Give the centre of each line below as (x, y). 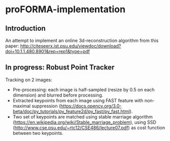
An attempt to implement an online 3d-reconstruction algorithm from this (82, 40)
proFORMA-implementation (65, 9)
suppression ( (46, 106)
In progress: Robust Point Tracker (60, 67)
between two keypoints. (38, 133)
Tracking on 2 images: (29, 80)
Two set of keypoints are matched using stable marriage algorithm (83, 116)
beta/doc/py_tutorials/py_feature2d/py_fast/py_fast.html (71, 111)
